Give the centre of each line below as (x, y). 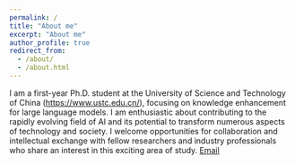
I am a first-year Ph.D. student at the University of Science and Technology (148, 93)
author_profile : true (50, 43)
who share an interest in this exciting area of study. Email (114, 150)
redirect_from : (38, 51)
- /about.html (43, 68)
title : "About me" (43, 26)
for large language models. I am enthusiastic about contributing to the (138, 112)
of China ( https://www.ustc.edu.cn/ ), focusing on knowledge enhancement (148, 102)
